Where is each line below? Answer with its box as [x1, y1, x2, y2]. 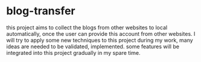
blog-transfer [6, 4, 75, 18]
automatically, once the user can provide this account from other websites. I [6, 30, 196, 37]
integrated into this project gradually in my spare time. [6, 49, 141, 56]
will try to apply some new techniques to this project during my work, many [6, 36, 193, 44]
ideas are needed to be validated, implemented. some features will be [6, 43, 180, 50]
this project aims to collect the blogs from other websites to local [6, 24, 168, 31]
